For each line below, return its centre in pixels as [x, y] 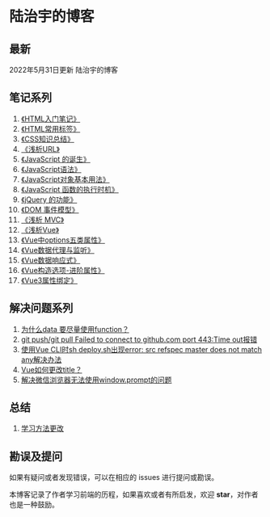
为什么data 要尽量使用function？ [75, 329]
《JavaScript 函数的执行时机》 [70, 189]
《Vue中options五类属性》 [63, 240]
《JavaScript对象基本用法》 [65, 179]
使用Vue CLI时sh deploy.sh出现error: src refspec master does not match [141, 349]
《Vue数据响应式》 [51, 260]
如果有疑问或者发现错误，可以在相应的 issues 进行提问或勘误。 [114, 477]
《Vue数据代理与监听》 [58, 250]
